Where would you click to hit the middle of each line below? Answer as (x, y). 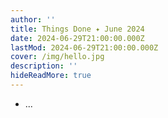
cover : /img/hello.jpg (57, 57)
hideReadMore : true (51, 76)
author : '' (33, 19)
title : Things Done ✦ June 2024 (77, 29)
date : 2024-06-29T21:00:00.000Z (77, 38)
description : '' (44, 66)
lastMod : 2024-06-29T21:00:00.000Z (84, 47)
